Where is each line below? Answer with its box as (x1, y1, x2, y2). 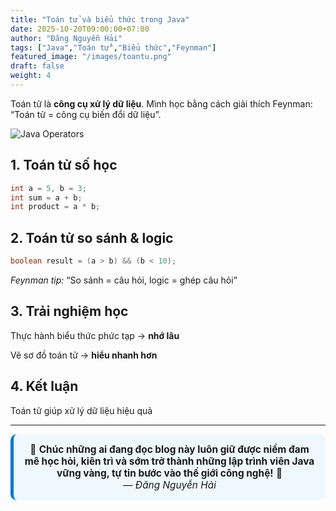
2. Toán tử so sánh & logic (10, 229, 174, 246)
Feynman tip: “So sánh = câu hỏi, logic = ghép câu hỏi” (10, 274, 238, 286)
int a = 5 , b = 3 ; (10, 183, 87, 193)
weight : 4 (10, 71, 52, 81)
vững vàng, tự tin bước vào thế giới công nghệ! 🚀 (56, 466, 283, 480)
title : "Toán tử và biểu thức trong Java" (10, 14, 190, 25)
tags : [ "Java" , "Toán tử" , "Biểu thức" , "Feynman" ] (10, 42, 217, 53)
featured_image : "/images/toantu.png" (10, 52, 172, 62)
